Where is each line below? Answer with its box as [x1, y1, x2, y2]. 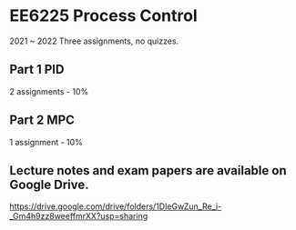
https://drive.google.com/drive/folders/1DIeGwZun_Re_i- [9, 201, 222, 212]
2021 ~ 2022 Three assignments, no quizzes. [9, 35, 179, 46]
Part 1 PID [9, 62, 65, 77]
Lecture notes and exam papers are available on [9, 163, 287, 178]
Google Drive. [9, 176, 89, 192]
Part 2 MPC [9, 113, 76, 128]
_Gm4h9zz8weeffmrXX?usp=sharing [9, 211, 148, 222]
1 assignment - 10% [9, 136, 84, 147]
